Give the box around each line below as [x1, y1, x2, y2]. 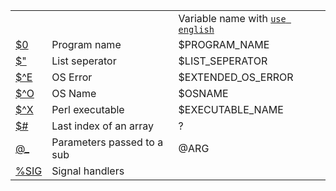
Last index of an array [51, 119, 154, 133]
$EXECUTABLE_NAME [178, 103, 284, 116]
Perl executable [51, 103, 125, 116]
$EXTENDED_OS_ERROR [178, 70, 294, 84]
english [178, 24, 215, 35]
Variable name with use [178, 12, 287, 25]
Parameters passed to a [51, 135, 164, 149]
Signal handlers [51, 164, 125, 178]
